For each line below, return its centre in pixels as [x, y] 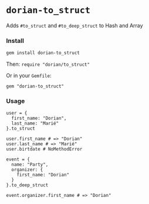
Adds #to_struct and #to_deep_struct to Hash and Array [74, 25]
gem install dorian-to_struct [43, 53]
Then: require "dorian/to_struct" [48, 64]
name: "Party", [30, 165]
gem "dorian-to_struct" [35, 86]
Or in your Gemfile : [29, 76]
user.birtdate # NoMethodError [44, 149]
